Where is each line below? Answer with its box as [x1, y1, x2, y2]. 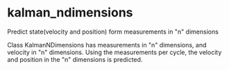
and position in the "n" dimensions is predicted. [7, 55, 143, 63]
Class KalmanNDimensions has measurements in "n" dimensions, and [7, 40, 207, 49]
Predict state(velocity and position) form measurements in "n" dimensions [7, 27, 219, 36]
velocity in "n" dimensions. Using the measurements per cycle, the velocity [7, 48, 222, 56]
